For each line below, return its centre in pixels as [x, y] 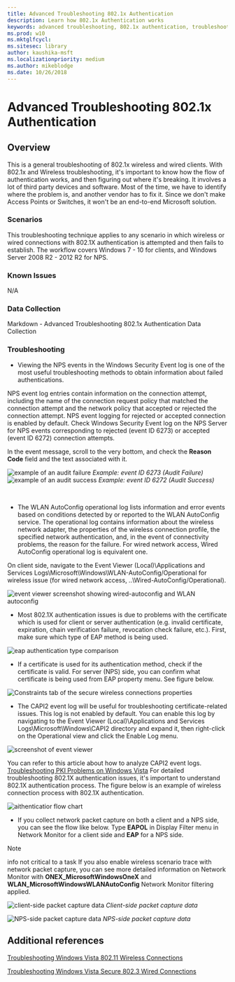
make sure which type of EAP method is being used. [93, 637]
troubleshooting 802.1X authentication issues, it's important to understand [114, 778]
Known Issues [32, 275]
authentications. [41, 379]
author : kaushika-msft [40, 53]
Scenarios [25, 220]
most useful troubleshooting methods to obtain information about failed [120, 372]
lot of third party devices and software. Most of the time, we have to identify [117, 187]
